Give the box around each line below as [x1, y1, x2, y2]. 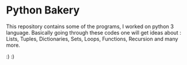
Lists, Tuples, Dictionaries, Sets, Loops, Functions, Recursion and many [6, 35, 179, 42]
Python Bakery [6, 4, 80, 17]
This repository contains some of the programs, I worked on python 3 [6, 23, 174, 30]
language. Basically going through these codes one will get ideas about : [6, 29, 182, 36]
